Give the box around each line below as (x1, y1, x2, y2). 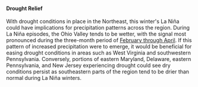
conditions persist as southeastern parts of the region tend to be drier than (6, 68, 189, 75)
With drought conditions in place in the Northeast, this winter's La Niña (6, 18, 180, 25)
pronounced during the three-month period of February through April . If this (6, 37, 192, 44)
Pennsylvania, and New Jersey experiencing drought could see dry (6, 62, 171, 69)
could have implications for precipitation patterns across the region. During (6, 24, 190, 31)
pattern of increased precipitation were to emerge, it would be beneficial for (6, 43, 192, 50)
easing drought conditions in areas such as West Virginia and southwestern (6, 49, 191, 56)
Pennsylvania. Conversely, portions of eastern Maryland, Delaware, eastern (6, 56, 191, 63)
